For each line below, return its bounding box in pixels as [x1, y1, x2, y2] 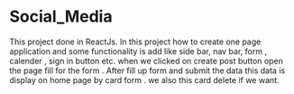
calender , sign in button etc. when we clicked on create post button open [9, 55, 284, 66]
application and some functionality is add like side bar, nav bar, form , [9, 45, 268, 56]
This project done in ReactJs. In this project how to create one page [9, 36, 262, 47]
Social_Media [9, 6, 113, 27]
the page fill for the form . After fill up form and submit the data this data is [9, 65, 286, 76]
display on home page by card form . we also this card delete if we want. [9, 74, 280, 85]
